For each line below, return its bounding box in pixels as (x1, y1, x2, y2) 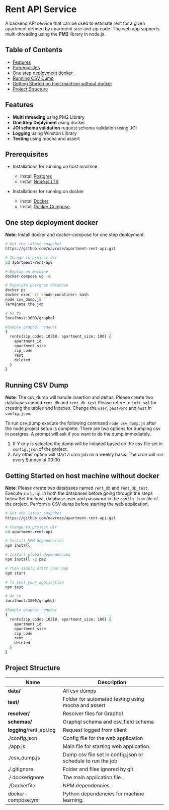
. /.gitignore (8, 766, 34, 773)
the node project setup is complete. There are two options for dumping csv (5, 425, 161, 432)
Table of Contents (5, 45, 63, 54)
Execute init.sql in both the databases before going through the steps (5, 490, 153, 496)
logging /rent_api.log (8, 726, 56, 733)
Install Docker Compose (20, 204, 70, 210)
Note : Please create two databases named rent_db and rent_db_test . (5, 485, 149, 491)
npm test (5, 585, 24, 590)
